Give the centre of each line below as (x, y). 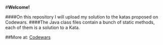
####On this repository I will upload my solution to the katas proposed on (82, 17)
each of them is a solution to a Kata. (43, 27)
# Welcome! (18, 7)
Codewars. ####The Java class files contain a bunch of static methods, (80, 22)
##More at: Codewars (28, 37)
